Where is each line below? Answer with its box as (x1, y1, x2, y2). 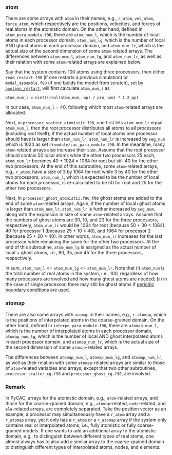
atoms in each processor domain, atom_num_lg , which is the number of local (5, 37, 165, 43)
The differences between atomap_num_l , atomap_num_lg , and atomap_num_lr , (5, 354, 163, 360)
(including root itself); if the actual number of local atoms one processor (5, 130, 158, 137)
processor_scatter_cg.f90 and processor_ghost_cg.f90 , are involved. (5, 370, 151, 376)
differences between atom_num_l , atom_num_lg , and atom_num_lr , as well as (5, 53, 162, 60)
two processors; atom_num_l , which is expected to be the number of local (5, 174, 160, 180)
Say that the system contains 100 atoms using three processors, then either (5, 69, 165, 75)
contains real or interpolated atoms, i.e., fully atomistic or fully (5, 422, 136, 428)
